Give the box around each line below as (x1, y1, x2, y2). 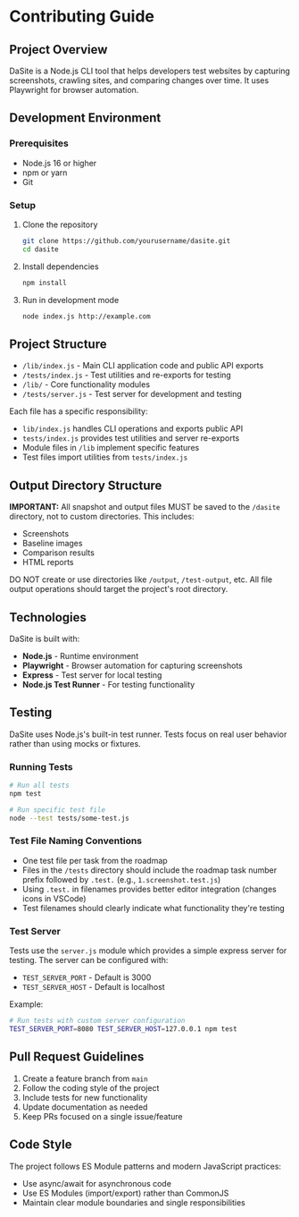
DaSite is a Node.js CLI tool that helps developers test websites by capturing (9, 65, 290, 76)
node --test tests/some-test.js (9, 814, 129, 823)
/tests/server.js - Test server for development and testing (21, 389, 243, 400)
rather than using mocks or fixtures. (9, 738, 141, 748)
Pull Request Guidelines (9, 1049, 145, 1065)
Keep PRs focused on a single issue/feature (21, 1111, 183, 1121)
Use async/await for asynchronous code (21, 1178, 172, 1188)
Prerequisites (9, 137, 69, 149)
